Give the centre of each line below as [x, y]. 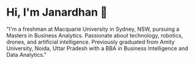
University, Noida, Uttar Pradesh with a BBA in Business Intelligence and [97, 48]
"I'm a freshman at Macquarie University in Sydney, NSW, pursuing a [93, 29]
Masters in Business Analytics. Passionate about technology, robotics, [95, 35]
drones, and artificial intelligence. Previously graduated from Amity [91, 42]
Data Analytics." [27, 54]
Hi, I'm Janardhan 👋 [57, 12]
